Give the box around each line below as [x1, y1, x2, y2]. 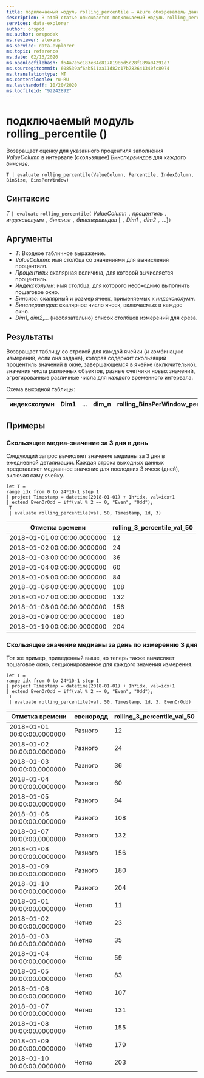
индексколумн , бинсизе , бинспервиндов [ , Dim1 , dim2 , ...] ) [6, 216, 172, 223]
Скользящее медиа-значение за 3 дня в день [6, 438, 149, 447]
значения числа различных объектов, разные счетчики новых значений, [6, 367, 195, 375]
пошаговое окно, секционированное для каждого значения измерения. [6, 661, 193, 668]
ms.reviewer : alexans [6, 37, 61, 43]
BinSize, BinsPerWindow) [6, 177, 69, 183]
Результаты [6, 332, 53, 342]
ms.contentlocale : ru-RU [6, 77, 69, 83]
